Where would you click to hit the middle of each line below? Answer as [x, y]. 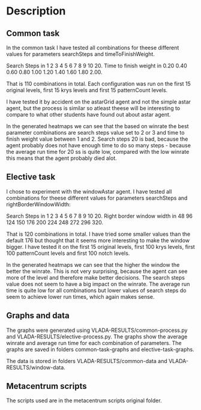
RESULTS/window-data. [36, 367]
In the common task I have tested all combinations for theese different [93, 47]
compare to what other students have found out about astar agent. [88, 115]
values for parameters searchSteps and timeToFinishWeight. [80, 54]
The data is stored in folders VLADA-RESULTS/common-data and [87, 361]
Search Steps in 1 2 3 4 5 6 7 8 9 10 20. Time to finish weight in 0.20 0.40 [97, 66]
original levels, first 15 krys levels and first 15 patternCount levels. [87, 90]
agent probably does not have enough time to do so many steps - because [98, 145]
